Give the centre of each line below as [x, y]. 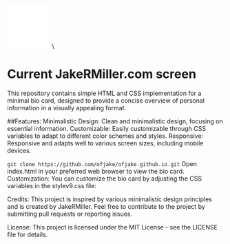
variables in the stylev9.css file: [52, 185]
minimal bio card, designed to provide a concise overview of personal [106, 100]
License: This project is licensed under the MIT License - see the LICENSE [113, 227]
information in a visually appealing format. [66, 108]
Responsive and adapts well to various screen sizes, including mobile [105, 143]
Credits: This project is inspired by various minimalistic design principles [109, 199]
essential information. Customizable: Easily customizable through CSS [107, 128]
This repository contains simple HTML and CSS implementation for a [104, 93]
